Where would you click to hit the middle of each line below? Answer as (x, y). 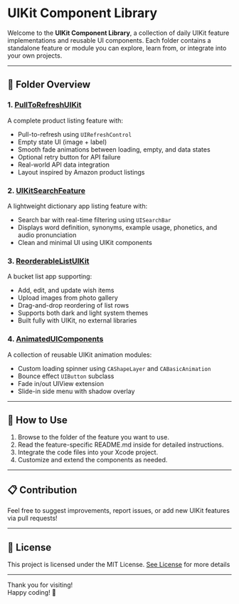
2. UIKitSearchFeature (46, 190)
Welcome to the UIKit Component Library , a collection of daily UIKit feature (118, 33)
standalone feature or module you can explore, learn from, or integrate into (117, 48)
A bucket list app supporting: (50, 276)
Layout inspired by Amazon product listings (81, 172)
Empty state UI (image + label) (62, 142)
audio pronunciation (47, 235)
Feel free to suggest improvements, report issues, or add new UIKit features (118, 511)
